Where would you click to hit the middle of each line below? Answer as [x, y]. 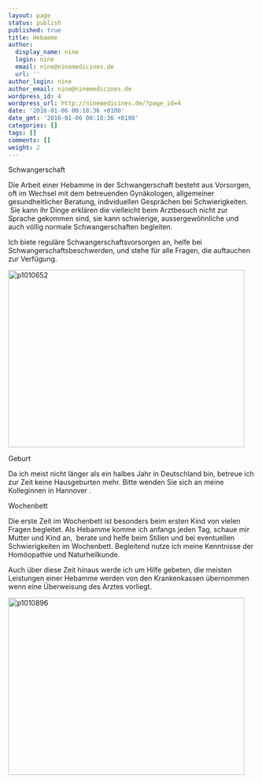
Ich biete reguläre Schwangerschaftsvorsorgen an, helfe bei [105, 242]
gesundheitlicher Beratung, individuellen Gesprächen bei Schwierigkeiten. [128, 202]
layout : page [30, 15]
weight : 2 [24, 147]
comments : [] [30, 140]
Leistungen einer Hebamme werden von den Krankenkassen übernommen [129, 578]
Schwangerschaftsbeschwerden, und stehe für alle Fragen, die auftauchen [129, 251]
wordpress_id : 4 [35, 96]
